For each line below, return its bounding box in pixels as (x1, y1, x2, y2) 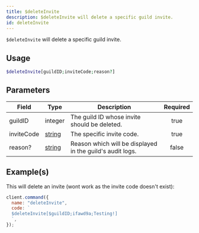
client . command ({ (6, 194, 49, 200)
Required (163, 103, 190, 111)
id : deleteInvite (6, 20, 49, 25)
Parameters (6, 85, 50, 95)
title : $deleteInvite (6, 8, 60, 15)
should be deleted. (70, 120, 123, 128)
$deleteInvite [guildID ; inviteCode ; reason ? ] (6, 69, 115, 75)
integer (44, 116, 65, 125)
